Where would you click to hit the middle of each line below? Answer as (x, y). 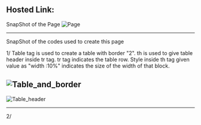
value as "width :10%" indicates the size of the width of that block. (88, 66)
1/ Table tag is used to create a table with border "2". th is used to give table (100, 53)
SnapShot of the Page (33, 24)
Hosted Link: (31, 10)
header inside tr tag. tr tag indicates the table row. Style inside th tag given (98, 59)
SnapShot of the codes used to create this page (65, 41)
